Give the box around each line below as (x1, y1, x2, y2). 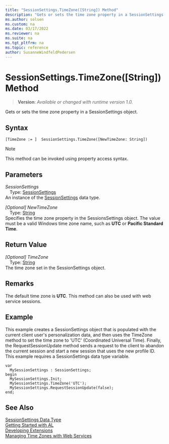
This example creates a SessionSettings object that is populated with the (5, 326, 156, 332)
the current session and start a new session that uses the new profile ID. (5, 348, 155, 354)
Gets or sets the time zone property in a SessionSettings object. (5, 109, 138, 115)
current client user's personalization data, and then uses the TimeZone (5, 332, 153, 338)
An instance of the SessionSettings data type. (5, 194, 100, 200)
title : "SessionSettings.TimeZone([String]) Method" (5, 7, 119, 13)
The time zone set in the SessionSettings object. (5, 264, 106, 271)
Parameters (5, 170, 43, 179)
